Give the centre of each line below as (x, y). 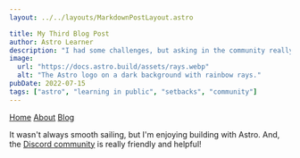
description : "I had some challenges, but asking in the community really (151, 50)
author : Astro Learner (51, 42)
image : (21, 59)
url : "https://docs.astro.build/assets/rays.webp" (113, 67)
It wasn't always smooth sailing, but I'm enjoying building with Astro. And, (145, 134)
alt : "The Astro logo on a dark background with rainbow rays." (139, 75)
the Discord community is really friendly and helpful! (106, 144)
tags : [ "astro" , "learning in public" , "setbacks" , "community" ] (133, 91)
